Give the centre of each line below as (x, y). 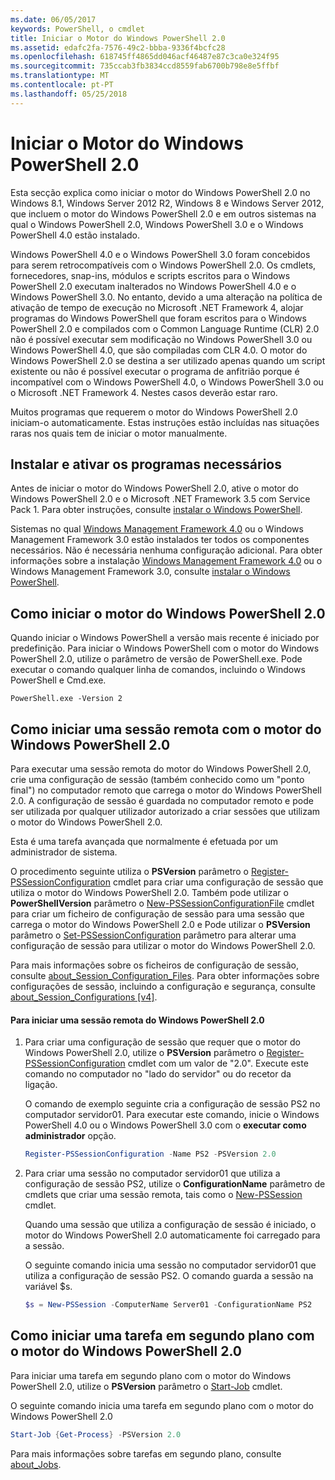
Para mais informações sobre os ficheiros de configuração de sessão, (154, 965)
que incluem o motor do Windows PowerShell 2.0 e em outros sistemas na (163, 213)
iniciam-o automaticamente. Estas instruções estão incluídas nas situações (165, 422)
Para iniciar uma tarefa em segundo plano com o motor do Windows (151, 1375)
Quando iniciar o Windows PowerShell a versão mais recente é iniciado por (165, 638)
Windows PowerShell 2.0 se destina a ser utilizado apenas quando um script (168, 360)
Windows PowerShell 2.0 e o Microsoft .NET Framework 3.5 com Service (160, 499)
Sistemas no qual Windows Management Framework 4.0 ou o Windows (157, 529)
